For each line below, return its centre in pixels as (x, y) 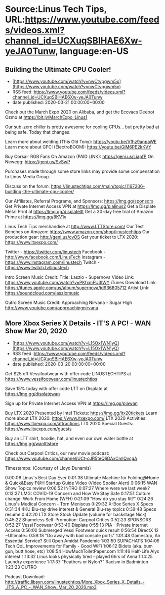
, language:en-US (92, 51)
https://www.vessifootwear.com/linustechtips (51, 379)
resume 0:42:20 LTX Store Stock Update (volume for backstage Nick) (76, 514)
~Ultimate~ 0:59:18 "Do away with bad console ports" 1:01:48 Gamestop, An (83, 535)
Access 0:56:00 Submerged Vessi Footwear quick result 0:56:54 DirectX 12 (82, 530)
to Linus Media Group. (28, 176)
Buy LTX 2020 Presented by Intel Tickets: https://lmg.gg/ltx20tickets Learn (81, 413)
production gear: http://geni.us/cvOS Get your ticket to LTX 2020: (72, 237)
